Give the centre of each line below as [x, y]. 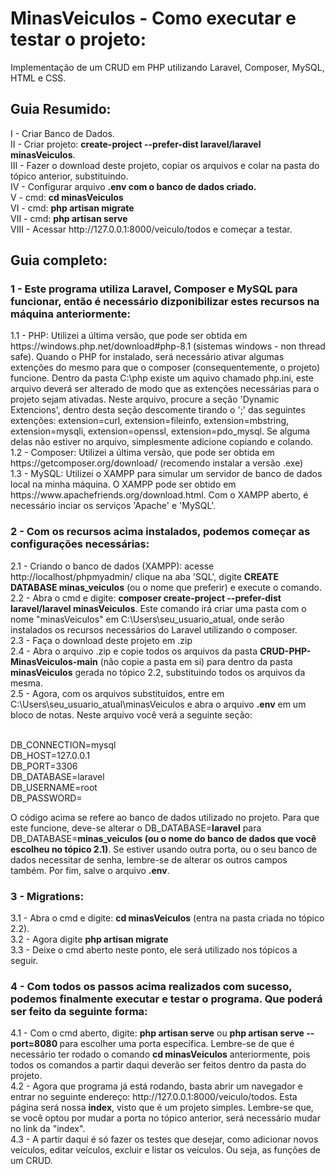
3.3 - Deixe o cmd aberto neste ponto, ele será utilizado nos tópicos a [154, 950]
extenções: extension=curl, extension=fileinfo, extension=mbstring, [150, 421]
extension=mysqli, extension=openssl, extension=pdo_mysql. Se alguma [160, 431]
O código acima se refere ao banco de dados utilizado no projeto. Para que [165, 817]
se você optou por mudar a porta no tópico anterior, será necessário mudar [165, 1118]
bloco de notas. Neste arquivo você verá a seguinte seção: [131, 714]
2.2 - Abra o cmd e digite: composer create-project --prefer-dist [146, 598]
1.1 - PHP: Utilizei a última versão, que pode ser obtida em [129, 336]
